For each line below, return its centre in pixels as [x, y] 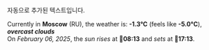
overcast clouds [31, 31]
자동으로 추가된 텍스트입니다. [46, 10]
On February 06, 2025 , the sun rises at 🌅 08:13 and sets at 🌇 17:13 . [101, 39]
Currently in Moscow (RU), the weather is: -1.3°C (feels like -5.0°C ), [104, 24]
